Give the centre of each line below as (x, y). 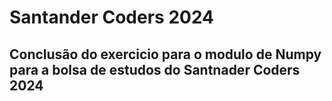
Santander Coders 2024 (112, 17)
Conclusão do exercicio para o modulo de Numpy (165, 54)
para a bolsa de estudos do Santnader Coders (155, 69)
